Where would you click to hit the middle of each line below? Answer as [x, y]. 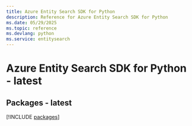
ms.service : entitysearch [38, 39]
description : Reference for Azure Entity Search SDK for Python [87, 17]
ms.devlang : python [30, 34]
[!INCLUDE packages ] [33, 117]
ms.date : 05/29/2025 [32, 22]
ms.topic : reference [32, 28]
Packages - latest [39, 103]
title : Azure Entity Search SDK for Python [61, 12]
